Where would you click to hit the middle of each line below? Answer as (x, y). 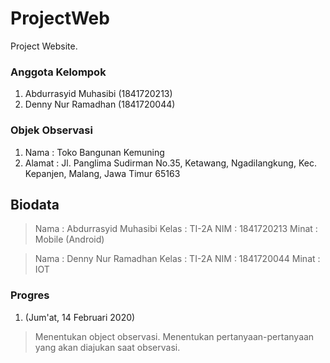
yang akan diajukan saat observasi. (107, 347)
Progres (30, 295)
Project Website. (44, 46)
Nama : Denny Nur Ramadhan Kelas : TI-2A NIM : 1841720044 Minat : (177, 259)
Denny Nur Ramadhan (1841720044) (100, 104)
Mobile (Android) (69, 239)
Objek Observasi (51, 130)
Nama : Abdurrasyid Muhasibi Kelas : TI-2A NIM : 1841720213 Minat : (176, 229)
